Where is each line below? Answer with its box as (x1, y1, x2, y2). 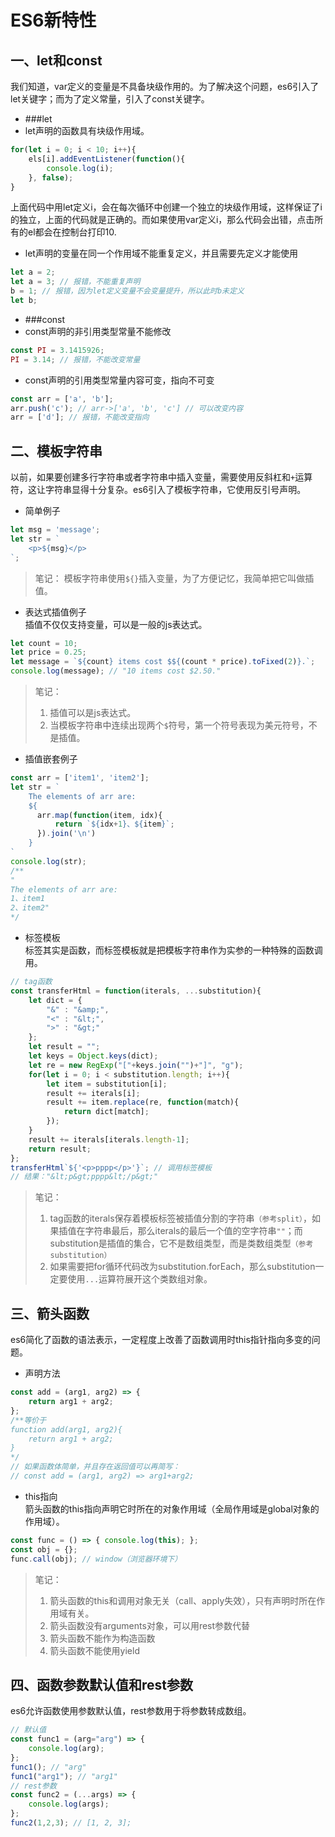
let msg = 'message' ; (10, 525, 101, 535)
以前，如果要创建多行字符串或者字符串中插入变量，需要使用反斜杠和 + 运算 (10, 471, 313, 483)
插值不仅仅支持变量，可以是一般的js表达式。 (24, 618, 208, 630)
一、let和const (10, 52, 103, 69)
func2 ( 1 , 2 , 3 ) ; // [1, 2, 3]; (10, 1818, 132, 1828)
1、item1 (10, 894, 45, 904)
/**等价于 (10, 1415, 47, 1425)
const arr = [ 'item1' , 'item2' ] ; (10, 773, 150, 783)
